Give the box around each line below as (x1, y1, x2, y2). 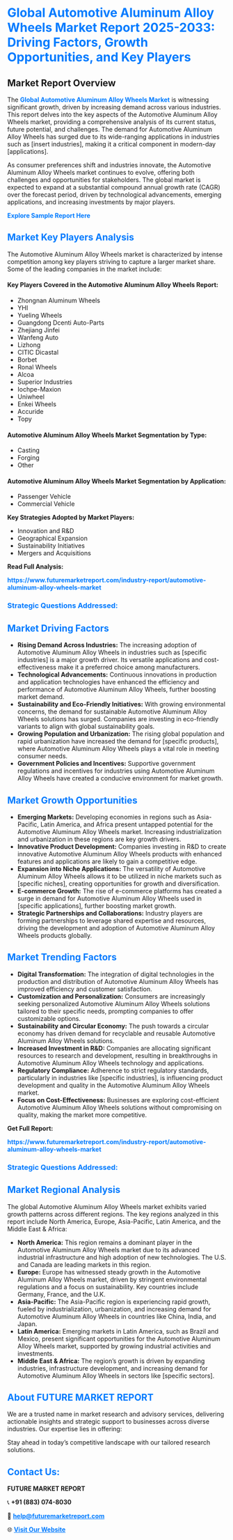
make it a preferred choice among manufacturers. (58, 663, 200, 672)
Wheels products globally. (17, 931, 93, 939)
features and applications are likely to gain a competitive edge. (17, 857, 198, 865)
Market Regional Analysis (7, 1184, 121, 1196)
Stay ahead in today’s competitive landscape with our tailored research (7, 1438, 211, 1447)
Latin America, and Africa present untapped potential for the (40, 820, 214, 829)
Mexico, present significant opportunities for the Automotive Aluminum (17, 1334, 220, 1343)
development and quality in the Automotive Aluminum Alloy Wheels (17, 1081, 210, 1089)
